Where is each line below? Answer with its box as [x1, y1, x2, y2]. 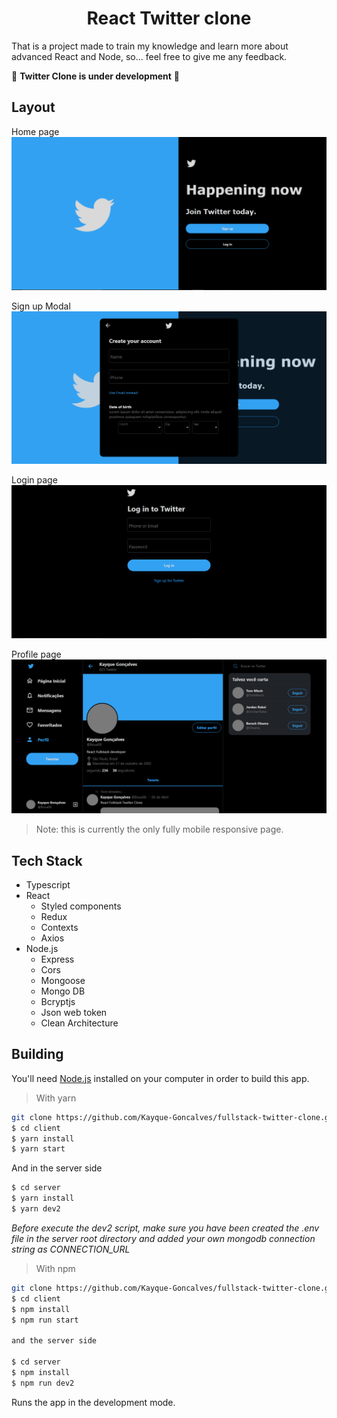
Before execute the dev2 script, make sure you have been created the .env [11, 1222, 320, 1234]
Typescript [25, 878, 71, 891]
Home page [11, 125, 60, 137]
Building [11, 1046, 64, 1063]
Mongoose [40, 974, 86, 986]
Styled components [40, 900, 122, 912]
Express [40, 953, 75, 965]
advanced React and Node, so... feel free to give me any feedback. [11, 50, 288, 62]
